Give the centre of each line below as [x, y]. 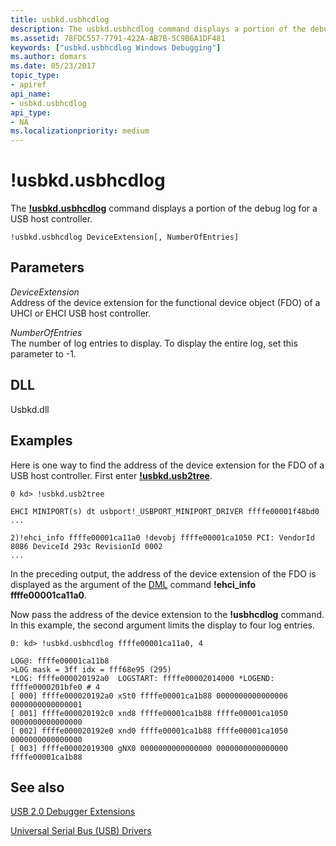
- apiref [28, 85]
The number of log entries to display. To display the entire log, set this [154, 343]
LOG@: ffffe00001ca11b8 [60, 661]
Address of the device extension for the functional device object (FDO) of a [165, 302]
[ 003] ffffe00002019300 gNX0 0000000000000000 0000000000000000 [149, 748]
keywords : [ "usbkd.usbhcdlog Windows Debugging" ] [116, 47]
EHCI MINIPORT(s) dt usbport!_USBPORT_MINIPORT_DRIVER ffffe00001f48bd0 [165, 511]
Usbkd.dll [30, 409]
